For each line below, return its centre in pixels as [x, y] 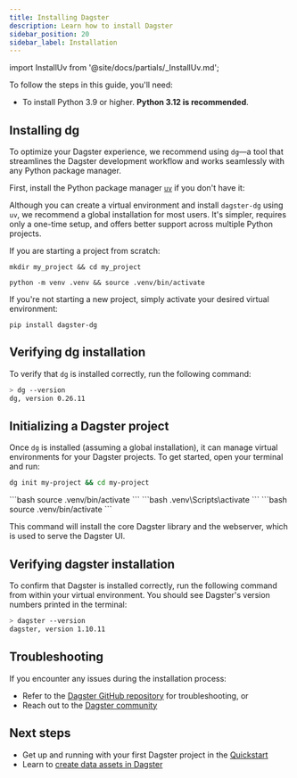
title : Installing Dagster [59, 17]
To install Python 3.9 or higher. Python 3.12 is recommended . [136, 102]
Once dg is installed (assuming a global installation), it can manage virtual [144, 447]
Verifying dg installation [78, 352]
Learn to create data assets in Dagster [92, 764]
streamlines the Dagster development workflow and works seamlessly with [147, 161]
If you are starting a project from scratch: [85, 251]
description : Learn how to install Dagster [91, 26]
